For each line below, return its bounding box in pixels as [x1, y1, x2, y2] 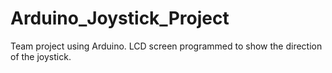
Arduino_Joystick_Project [10, 7, 230, 30]
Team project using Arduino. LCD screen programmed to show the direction [10, 40, 323, 52]
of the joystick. [10, 50, 72, 62]
